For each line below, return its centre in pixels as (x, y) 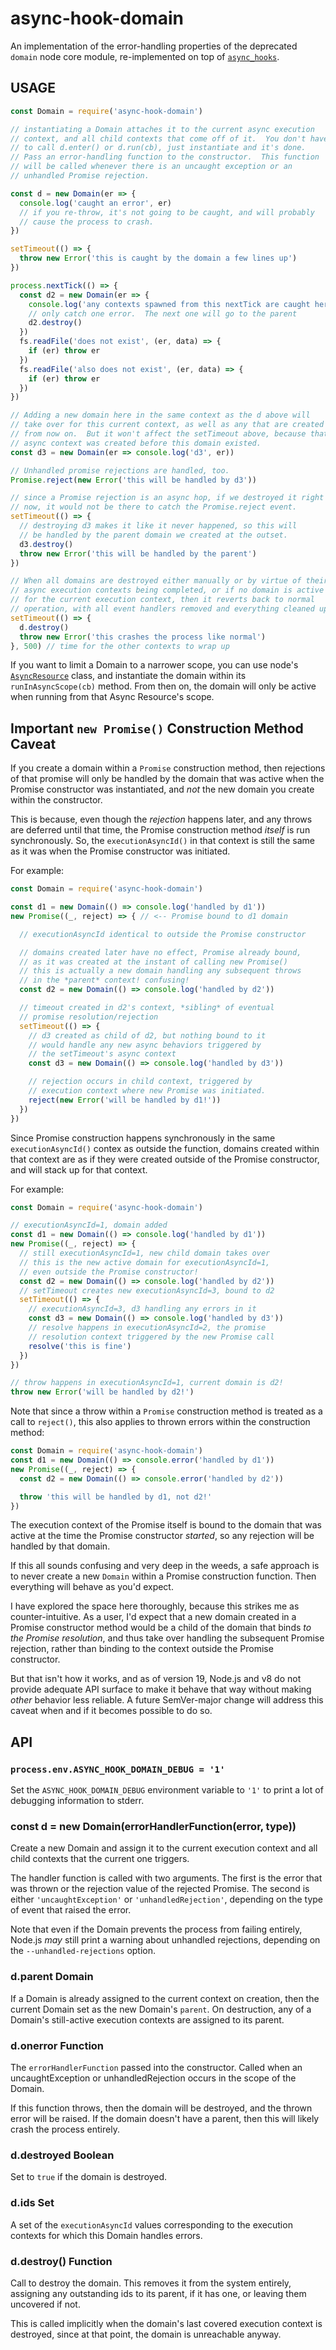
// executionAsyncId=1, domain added (89, 1225)
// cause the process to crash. (87, 222)
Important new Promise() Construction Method (157, 728)
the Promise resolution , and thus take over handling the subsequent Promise (167, 1638)
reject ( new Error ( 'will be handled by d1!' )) (125, 1100)
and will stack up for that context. (79, 1169)
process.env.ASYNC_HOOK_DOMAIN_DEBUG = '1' (118, 1769)
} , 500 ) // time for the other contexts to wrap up (120, 646)
